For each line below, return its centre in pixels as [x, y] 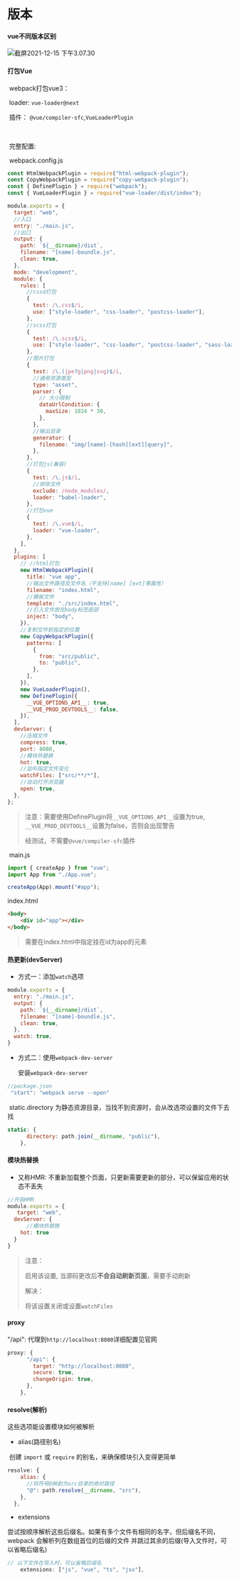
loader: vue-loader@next [44, 102]
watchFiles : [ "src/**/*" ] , [60, 776]
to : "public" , [60, 663]
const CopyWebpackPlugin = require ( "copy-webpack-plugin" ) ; [99, 180]
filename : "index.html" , [63, 590]
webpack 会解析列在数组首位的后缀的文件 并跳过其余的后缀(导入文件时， [114, 1541]
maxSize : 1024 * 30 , [76, 411]
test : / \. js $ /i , [57, 477]
